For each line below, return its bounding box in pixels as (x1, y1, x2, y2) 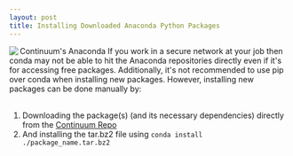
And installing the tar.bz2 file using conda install (21, 129, 203, 139)
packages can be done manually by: (9, 83, 142, 94)
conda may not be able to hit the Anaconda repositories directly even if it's (9, 55, 282, 66)
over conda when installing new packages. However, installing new (9, 74, 255, 84)
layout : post (9, 12, 58, 22)
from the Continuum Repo (21, 119, 117, 129)
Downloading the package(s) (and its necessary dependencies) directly (21, 110, 284, 121)
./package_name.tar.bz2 (21, 138, 111, 147)
